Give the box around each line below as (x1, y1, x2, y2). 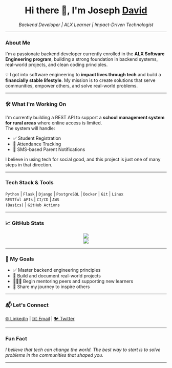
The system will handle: (5, 125, 55, 131)
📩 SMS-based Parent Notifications (12, 146, 85, 153)
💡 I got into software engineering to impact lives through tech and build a (5, 72, 161, 78)
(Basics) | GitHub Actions (5, 202, 60, 208)
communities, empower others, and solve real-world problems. (5, 83, 138, 89)
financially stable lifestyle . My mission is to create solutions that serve (5, 77, 156, 83)
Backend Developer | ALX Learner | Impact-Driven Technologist (18, 21, 154, 28)
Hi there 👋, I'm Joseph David (25, 5, 147, 16)
